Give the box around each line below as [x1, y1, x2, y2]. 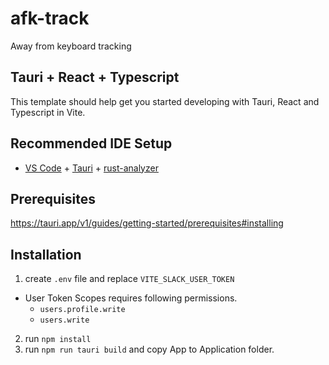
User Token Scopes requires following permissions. [24, 292, 238, 304]
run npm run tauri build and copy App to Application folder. [24, 343, 275, 356]
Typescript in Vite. [10, 106, 86, 118]
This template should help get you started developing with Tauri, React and [10, 95, 320, 107]
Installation [10, 246, 82, 263]
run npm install [24, 333, 92, 345]
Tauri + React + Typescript [10, 69, 180, 86]
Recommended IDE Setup [10, 135, 173, 152]
